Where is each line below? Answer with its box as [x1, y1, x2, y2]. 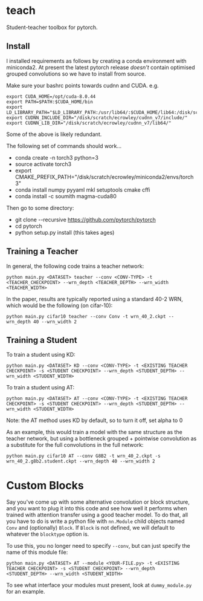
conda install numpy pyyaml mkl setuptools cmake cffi [14, 186, 150, 193]
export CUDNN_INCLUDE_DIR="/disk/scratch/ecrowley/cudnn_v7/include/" [6, 114, 188, 121]
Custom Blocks [6, 478, 84, 492]
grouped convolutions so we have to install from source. [6, 70, 146, 77]
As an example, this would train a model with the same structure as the [6, 429, 182, 436]
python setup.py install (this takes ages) [14, 229, 115, 236]
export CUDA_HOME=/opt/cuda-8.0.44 [6, 93, 96, 100]
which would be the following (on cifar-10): [6, 302, 113, 309]
